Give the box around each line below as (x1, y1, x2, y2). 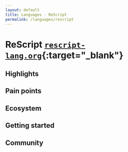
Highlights (5, 69, 39, 78)
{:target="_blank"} (41, 49, 123, 61)
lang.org (5, 51, 42, 61)
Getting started (5, 121, 55, 130)
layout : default (5, 7, 40, 13)
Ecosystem (5, 104, 42, 112)
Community (5, 138, 44, 147)
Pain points (5, 87, 42, 95)
